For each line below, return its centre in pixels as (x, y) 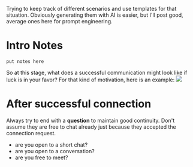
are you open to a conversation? (55, 151)
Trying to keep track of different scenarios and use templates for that (91, 9)
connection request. (31, 133)
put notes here (25, 61)
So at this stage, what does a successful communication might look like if (97, 72)
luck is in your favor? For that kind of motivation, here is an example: (91, 80)
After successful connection (79, 104)
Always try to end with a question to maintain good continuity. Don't (91, 120)
